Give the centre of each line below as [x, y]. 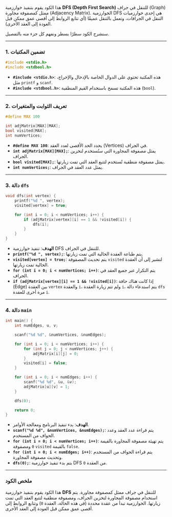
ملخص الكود [19, 481]
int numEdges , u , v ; [36, 325]
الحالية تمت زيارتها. [31, 265]
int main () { [19, 321]
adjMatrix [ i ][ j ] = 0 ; [56, 354]
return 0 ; [25, 410]
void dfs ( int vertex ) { [31, 196]
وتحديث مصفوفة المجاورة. [38, 457]
